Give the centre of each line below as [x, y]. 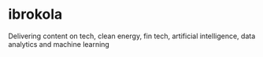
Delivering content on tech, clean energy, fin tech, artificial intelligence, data [132, 36]
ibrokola [35, 14]
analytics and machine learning [59, 44]
